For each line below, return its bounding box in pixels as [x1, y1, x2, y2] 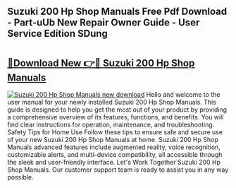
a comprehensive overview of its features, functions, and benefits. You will [7, 113, 224, 121]
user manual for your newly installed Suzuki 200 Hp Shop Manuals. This [7, 98, 216, 106]
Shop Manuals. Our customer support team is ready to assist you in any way [7, 165, 229, 174]
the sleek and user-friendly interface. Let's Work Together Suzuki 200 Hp [7, 158, 221, 166]
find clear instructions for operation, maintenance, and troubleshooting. [7, 120, 215, 129]
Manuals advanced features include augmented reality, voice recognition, [7, 143, 221, 151]
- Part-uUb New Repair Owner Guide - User [7, 17, 200, 29]
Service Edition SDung [7, 28, 108, 40]
